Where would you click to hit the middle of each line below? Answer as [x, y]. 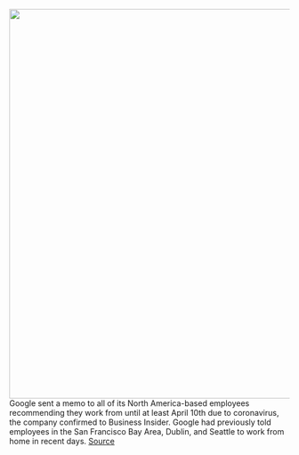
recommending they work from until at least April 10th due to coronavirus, [144, 413]
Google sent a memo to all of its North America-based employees [129, 403]
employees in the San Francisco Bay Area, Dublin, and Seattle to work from [147, 431]
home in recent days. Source [62, 441]
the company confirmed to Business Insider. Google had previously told [140, 422]
